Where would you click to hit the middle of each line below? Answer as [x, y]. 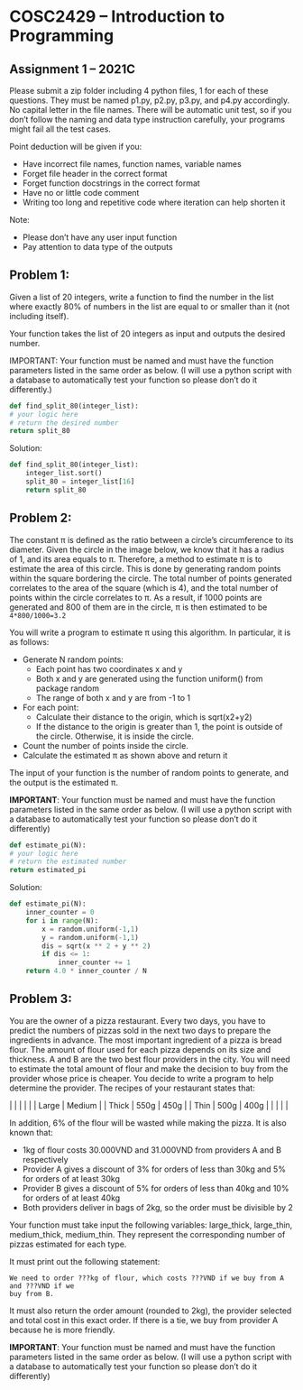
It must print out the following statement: [85, 1261]
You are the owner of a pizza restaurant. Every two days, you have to [138, 1020]
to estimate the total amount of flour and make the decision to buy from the [149, 1068]
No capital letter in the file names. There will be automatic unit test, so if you [151, 110]
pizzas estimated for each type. [68, 1244]
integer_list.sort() [64, 474]
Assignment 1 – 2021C [73, 69]
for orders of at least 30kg [71, 1178]
